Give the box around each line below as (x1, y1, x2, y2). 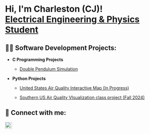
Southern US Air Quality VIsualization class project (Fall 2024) (19, 94, 145, 100)
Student (5, 24, 39, 35)
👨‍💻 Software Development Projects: (5, 44, 117, 52)
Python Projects (12, 76, 46, 81)
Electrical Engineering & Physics (5, 14, 140, 25)
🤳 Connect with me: (5, 109, 66, 117)
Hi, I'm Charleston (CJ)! (5, 3, 103, 15)
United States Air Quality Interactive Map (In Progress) (19, 85, 129, 91)
